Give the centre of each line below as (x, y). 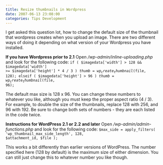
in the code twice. (24, 115)
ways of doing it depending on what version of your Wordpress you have (78, 43)
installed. (15, 48)
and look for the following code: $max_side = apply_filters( (95, 129)
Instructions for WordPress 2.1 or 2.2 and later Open (59, 124)
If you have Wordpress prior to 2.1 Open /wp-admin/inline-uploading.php (79, 57)
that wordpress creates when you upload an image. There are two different (81, 37)
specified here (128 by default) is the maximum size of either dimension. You (82, 152)
